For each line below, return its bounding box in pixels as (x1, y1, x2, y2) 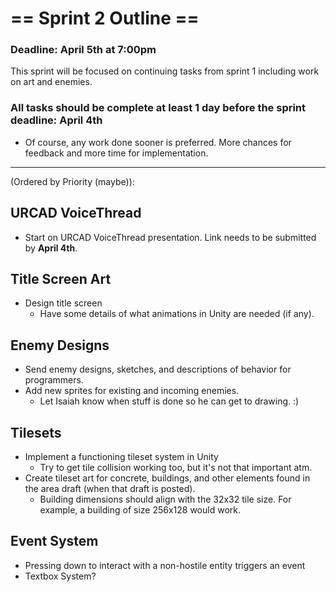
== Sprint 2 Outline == (10, 7, 200, 30)
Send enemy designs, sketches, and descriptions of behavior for (24, 363, 292, 376)
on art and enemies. (10, 76, 93, 88)
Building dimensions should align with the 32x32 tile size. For (39, 493, 292, 506)
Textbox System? (24, 570, 97, 582)
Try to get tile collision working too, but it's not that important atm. (39, 462, 313, 474)
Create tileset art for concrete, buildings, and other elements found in (24, 472, 311, 484)
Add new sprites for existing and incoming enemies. (24, 385, 240, 397)
